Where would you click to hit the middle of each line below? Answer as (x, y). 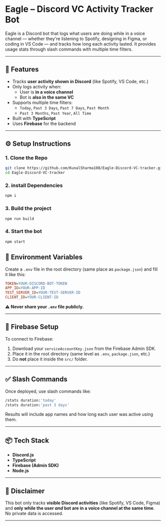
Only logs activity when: (37, 87)
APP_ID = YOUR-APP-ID (25, 288)
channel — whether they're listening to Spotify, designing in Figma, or (76, 39)
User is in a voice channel (46, 92)
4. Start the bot (23, 232)
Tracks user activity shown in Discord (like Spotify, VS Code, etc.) (80, 81)
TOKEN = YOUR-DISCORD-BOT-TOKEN (36, 284)
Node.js (21, 471)
